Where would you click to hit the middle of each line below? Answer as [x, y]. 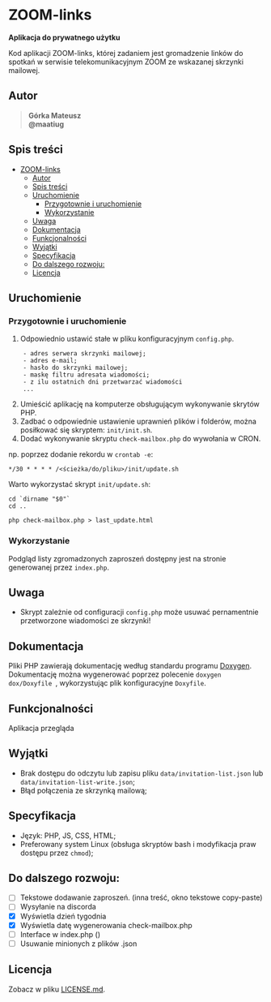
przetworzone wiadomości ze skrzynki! [85, 621]
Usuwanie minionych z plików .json [78, 944]
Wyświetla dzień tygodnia [63, 916]
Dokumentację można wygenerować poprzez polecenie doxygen [115, 674]
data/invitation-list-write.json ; [77, 781]
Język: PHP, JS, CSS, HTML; [68, 835]
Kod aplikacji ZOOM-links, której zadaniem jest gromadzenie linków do [126, 53]
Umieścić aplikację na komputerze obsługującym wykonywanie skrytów [140, 404]
